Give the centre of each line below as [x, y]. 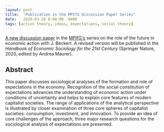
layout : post [19, 10]
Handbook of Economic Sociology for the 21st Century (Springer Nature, [80, 48]
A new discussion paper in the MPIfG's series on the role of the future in [80, 38]
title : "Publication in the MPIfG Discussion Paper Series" [70, 14]
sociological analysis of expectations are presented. [59, 124]
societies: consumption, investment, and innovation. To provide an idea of [81, 113]
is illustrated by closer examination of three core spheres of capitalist [76, 108]
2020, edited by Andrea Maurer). [39, 54]
